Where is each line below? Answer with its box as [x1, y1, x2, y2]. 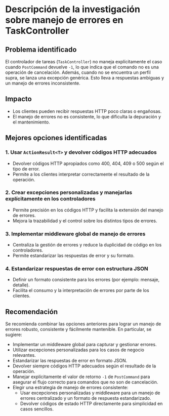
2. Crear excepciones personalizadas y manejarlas [5, 189, 133, 196]
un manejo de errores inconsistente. [5, 80, 81, 86]
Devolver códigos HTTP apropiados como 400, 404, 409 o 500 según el [12, 160, 164, 167]
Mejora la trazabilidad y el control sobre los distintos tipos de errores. [12, 218, 157, 224]
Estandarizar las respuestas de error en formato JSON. [12, 358, 128, 364]
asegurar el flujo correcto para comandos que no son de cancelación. [12, 379, 158, 385]
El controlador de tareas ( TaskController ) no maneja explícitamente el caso [5, 59, 162, 64]
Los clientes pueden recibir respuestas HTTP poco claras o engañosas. [12, 108, 162, 114]
